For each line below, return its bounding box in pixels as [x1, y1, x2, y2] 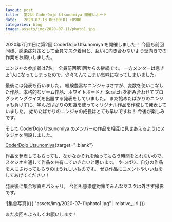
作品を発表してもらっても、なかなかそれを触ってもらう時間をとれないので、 [5, 153, 166, 159]
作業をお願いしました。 [5, 54, 55, 61]
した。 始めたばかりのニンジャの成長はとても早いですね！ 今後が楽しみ [14, 108, 165, 115]
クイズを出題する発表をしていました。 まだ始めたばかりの [27, 96, 150, 102]
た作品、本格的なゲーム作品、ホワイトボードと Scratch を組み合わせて [5, 89, 155, 95]
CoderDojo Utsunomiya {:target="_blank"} [5, 142, 93, 149]
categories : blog [5, 22, 43, 27]
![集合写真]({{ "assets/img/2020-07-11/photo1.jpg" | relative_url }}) [5, 200, 145, 207]
